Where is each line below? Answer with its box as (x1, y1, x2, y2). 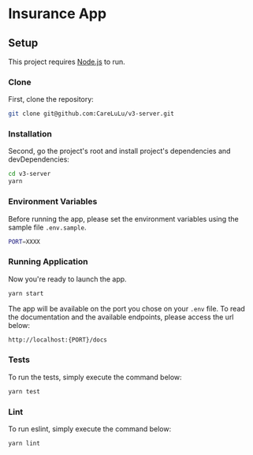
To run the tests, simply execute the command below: (8, 372, 183, 382)
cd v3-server (8, 170, 51, 178)
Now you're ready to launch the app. (8, 274, 128, 284)
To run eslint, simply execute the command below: (8, 423, 172, 434)
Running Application (8, 256, 88, 267)
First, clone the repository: (8, 95, 95, 104)
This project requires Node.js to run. (8, 57, 126, 66)
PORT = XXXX (8, 237, 41, 245)
